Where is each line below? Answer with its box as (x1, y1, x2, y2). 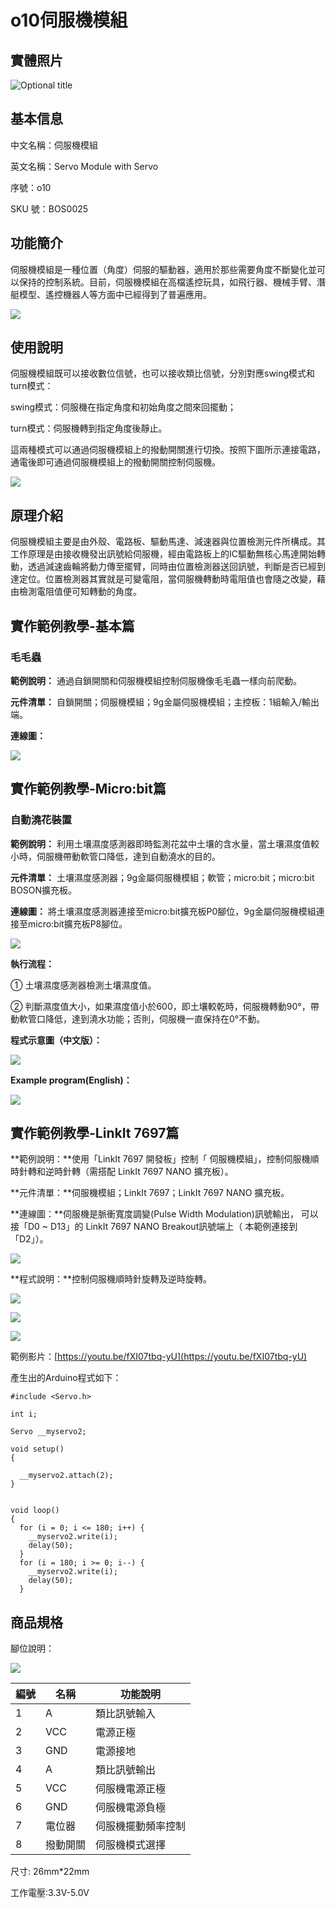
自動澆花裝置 (10, 813, 73, 827)
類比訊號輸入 (95, 1707, 157, 1721)
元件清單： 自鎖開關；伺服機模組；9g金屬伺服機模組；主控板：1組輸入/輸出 (10, 696, 320, 708)
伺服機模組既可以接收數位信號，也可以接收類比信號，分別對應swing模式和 (10, 367, 316, 380)
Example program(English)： (10, 1074, 133, 1086)
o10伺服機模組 (10, 9, 128, 32)
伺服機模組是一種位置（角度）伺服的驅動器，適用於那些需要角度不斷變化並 (10, 263, 317, 275)
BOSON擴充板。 (10, 884, 78, 896)
